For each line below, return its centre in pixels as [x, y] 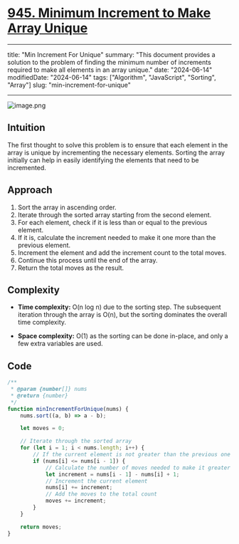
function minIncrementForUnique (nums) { [68, 409]
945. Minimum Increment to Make [109, 13]
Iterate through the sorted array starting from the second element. [115, 214]
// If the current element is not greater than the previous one [132, 455]
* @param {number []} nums [49, 389]
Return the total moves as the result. [71, 268]
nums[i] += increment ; [79, 488]
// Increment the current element [96, 481]
